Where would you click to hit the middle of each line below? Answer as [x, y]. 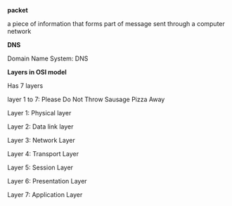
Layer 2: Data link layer [40, 127]
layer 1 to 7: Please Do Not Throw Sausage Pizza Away [86, 99]
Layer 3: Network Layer [41, 140]
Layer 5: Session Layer [40, 167]
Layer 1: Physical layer [39, 113]
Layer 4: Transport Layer [43, 154]
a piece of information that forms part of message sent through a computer [116, 24]
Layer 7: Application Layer [45, 195]
